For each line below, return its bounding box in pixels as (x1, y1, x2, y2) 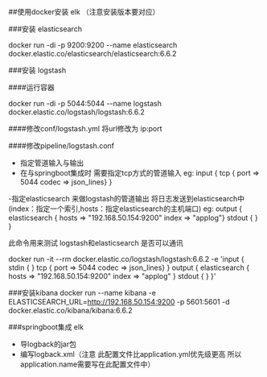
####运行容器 (8, 83, 55, 92)
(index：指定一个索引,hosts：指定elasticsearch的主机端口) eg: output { (8, 204, 243, 213)
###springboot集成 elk (8, 322, 84, 332)
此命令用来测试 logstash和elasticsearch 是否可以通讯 (8, 238, 183, 247)
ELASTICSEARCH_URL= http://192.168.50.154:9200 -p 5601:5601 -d (8, 297, 230, 306)
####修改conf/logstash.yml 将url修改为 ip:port (8, 124, 162, 133)
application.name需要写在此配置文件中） (19, 359, 155, 369)
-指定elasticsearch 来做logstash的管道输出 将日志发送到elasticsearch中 (8, 194, 245, 203)
